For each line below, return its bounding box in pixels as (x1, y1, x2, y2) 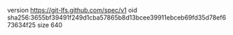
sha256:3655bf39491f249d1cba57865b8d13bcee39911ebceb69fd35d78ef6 (7, 13, 226, 22)
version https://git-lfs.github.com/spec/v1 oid (7, 6, 138, 14)
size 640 (37, 21, 63, 29)
